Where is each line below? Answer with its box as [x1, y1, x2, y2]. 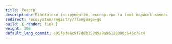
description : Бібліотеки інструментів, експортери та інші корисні [5, 12, 153, 17]
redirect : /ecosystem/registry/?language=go [5, 17, 102, 22]
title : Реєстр [5, 7, 36, 13]
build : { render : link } [5, 21, 58, 27]
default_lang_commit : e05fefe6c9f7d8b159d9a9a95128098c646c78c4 [5, 31, 145, 36]
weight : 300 [5, 26, 31, 31]
